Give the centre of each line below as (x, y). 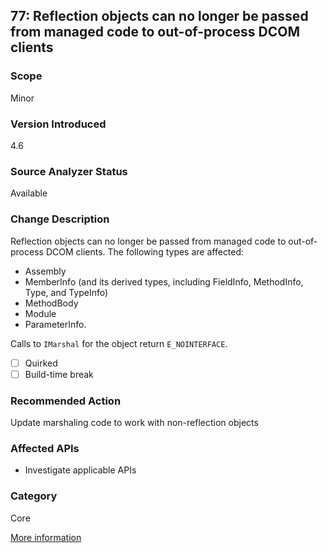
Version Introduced (58, 124)
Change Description (60, 219)
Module (40, 313)
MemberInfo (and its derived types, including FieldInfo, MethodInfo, (164, 281)
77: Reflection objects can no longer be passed (159, 16)
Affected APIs (45, 448)
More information (46, 537)
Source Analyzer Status (69, 171)
